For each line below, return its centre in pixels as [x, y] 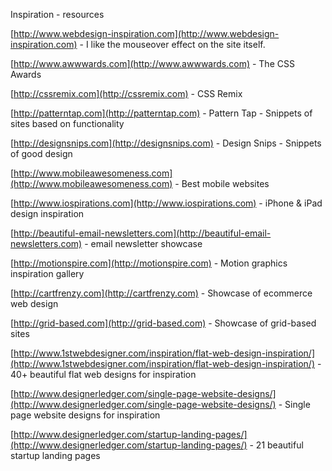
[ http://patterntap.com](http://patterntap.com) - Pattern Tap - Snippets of [161, 113]
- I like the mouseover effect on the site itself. [172, 44]
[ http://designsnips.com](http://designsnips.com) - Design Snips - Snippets [166, 143]
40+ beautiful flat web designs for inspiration [103, 374]
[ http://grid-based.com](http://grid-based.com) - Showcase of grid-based [163, 323]
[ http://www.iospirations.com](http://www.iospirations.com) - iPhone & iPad [166, 203]
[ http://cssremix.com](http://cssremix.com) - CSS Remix [126, 93]
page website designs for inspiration [85, 415]
